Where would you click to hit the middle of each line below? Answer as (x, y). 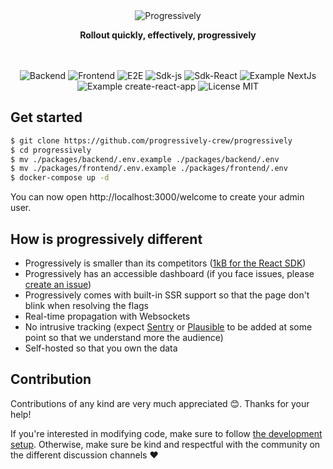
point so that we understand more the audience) (124, 337)
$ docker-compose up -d (60, 178)
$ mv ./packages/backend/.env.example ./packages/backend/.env (145, 159)
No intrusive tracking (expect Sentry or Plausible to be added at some (168, 327)
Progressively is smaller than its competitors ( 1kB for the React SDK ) (165, 263)
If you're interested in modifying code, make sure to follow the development (166, 433)
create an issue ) (58, 284)
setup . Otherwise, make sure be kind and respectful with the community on (165, 444)
